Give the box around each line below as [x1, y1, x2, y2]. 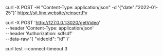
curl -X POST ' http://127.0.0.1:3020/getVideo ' [5, 20, 100, 25]
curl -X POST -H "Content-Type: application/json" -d [5, 5, 117, 10]
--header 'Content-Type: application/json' [5, 25, 94, 31]
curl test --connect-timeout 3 [5, 46, 68, 51]
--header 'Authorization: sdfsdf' [5, 31, 73, 36]
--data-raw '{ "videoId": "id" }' [5, 36, 70, 42]
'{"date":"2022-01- [117, 5, 158, 10]
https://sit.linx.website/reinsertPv [17, 10, 87, 16]
